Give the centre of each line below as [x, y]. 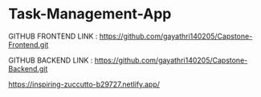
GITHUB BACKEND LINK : [51, 60]
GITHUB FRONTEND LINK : [53, 36]
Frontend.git [29, 44]
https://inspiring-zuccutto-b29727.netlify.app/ [84, 84]
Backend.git [28, 68]
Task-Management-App [90, 14]
